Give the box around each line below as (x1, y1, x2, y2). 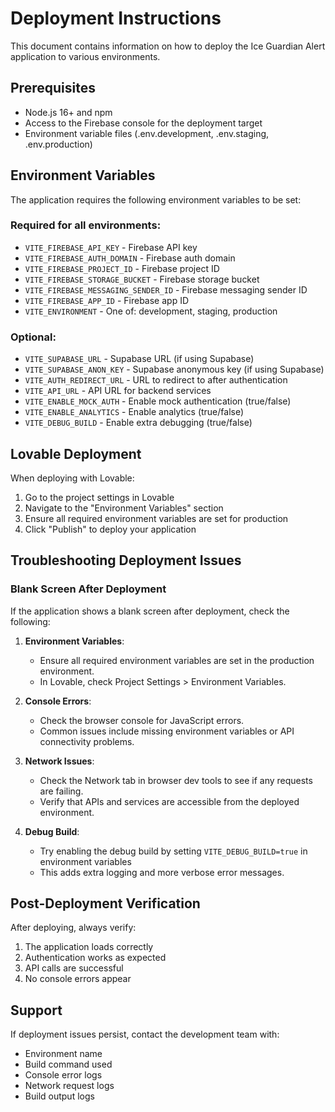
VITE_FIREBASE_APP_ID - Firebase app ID (24, 294, 190, 306)
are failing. (39, 785, 84, 797)
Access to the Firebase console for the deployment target (24, 117, 263, 129)
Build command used (24, 1058, 113, 1071)
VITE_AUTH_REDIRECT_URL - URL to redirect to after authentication (24, 374, 288, 386)
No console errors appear (24, 973, 132, 985)
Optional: (10, 330, 57, 344)
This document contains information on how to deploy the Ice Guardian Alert (10, 40, 326, 52)
